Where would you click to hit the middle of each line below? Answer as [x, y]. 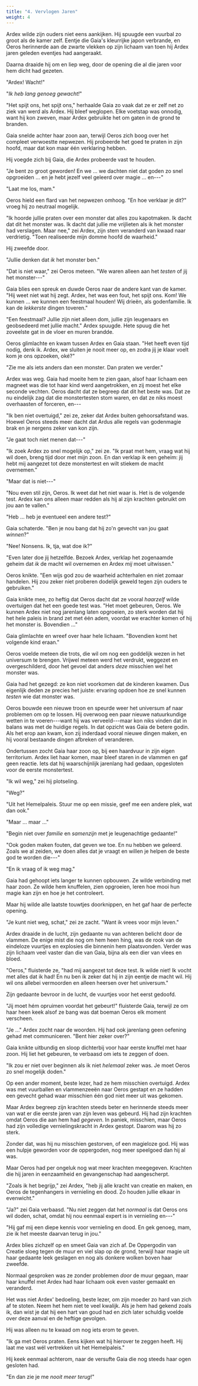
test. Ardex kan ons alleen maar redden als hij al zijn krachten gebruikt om [96, 499]
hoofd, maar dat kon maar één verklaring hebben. [66, 148]
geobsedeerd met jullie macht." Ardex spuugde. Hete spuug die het [88, 325]
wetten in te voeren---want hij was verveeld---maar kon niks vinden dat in [97, 720]
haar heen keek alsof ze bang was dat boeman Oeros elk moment [86, 1012]
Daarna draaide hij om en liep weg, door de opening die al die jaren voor [94, 64]
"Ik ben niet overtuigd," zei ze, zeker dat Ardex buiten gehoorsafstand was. [98, 415]
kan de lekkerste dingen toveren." [47, 308]
